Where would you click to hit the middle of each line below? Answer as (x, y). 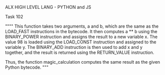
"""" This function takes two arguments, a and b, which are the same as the (82, 26)
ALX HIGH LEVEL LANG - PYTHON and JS (48, 7)
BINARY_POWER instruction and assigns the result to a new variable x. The (82, 37)
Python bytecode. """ (27, 67)
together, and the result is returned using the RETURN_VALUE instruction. (80, 52)
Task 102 (14, 17)
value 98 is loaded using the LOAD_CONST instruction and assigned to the (81, 42)
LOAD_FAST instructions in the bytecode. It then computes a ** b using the (81, 31)
